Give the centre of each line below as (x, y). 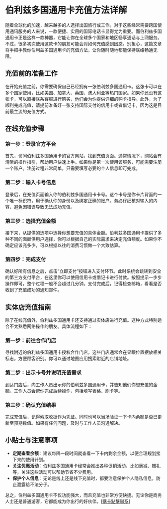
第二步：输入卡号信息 (31, 183)
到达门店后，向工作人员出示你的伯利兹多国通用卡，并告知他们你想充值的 (79, 384)
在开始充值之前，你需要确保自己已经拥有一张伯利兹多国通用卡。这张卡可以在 (83, 86)
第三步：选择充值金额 (31, 221)
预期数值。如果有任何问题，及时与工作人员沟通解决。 (68, 423)
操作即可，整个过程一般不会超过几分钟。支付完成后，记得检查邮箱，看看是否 (83, 284)
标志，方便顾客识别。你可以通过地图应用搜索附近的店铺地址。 (68, 359)
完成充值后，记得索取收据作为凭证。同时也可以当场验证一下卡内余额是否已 (81, 417)
